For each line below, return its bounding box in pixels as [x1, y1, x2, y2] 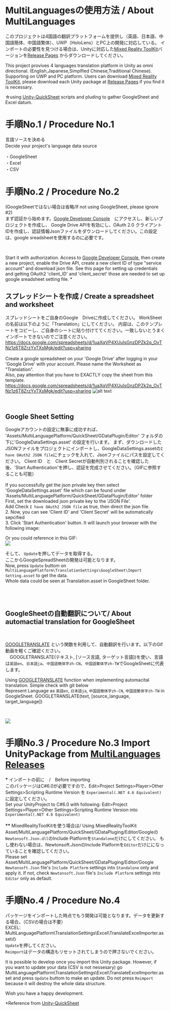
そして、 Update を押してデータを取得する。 [5, 551, 95, 557]
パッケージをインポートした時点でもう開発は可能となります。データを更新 [5, 912, 160, 919]
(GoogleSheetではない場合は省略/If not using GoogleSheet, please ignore [5, 204, 159, 210]
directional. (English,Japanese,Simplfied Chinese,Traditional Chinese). [5, 68, 152, 74]
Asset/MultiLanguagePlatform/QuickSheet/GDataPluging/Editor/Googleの [5, 829, 158, 835]
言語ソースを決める [5, 136, 46, 142]
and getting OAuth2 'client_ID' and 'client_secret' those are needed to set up [5, 270, 165, 277]
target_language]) [5, 699, 43, 705]
